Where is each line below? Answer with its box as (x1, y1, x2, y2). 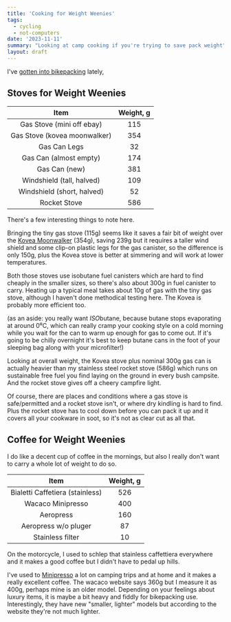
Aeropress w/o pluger (21, 521, 91, 530)
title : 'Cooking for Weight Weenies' (7, 10, 115, 17)
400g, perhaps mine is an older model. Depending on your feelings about (7, 585, 215, 593)
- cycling (13, 23, 41, 30)
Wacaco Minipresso (24, 499, 89, 508)
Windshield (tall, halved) (21, 175, 100, 185)
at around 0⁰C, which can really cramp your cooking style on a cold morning (7, 321, 223, 329)
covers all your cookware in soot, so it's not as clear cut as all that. (7, 414, 196, 422)
